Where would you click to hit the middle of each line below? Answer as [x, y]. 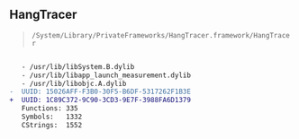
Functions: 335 [50, 109]
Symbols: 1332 [52, 117]
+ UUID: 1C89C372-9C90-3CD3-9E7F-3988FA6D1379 [100, 100]
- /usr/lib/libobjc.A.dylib [74, 83]
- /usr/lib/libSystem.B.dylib [78, 66]
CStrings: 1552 [52, 125]
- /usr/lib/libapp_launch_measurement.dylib [106, 75]
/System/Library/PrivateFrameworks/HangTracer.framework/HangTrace [160, 35]
